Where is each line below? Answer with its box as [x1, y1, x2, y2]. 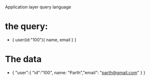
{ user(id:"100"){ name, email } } [12, 37, 77, 42]
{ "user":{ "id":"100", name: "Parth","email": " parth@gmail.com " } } [12, 69, 146, 75]
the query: [5, 21, 48, 32]
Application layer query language [5, 4, 71, 10]
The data [5, 54, 42, 65]
